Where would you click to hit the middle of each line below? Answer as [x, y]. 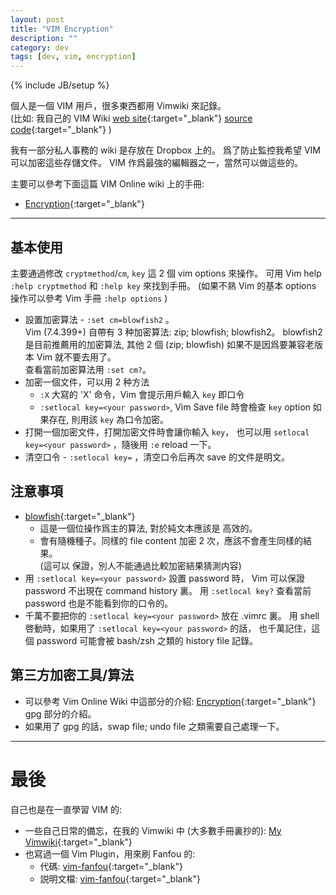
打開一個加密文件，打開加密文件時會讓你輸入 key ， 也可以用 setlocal [167, 432]
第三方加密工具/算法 [72, 675]
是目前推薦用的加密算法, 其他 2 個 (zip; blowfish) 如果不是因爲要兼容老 [169, 344]
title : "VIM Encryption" [62, 29]
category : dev [40, 47]
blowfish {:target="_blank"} [80, 516]
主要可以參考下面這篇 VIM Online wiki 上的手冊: [107, 184]
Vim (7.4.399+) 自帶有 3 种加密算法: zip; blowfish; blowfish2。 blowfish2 [173, 332]
